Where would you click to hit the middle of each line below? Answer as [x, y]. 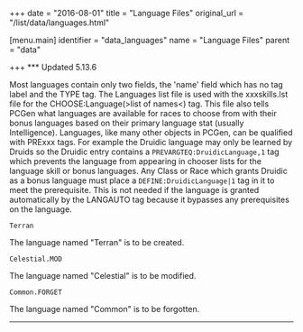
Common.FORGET [36, 292]
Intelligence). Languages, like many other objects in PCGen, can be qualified [151, 133]
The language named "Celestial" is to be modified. [103, 276]
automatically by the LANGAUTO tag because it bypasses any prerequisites [150, 199]
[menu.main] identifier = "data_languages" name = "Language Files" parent [150, 40]
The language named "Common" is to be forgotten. [105, 309]
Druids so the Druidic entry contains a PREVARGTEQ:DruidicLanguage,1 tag [144, 152]
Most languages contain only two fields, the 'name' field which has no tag [147, 84]
